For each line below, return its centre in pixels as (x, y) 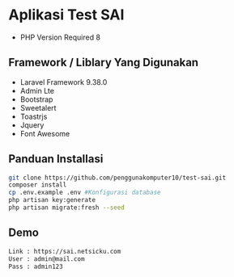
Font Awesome (45, 133)
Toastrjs (34, 116)
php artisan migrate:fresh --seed (67, 208)
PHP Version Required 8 (60, 37)
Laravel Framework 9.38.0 (64, 82)
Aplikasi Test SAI (66, 15)
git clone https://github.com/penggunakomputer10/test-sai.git (117, 178)
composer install (38, 185)
